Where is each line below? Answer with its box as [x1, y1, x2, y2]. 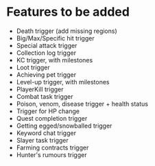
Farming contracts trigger [16, 143, 89, 152]
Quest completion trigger [16, 114, 88, 122]
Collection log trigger [16, 49, 77, 57]
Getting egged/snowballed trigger [16, 121, 112, 130]
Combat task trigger [16, 92, 73, 100]
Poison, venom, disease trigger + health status [16, 99, 149, 108]
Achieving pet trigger [16, 70, 77, 79]
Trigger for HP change [16, 107, 80, 115]
